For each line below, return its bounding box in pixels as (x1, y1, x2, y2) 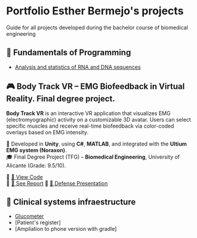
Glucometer (14, 213, 44, 220)
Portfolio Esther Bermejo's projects (6, 4, 184, 18)
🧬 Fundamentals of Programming (6, 48, 131, 58)
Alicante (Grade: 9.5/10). (6, 162, 66, 169)
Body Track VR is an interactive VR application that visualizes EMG (6, 109, 171, 117)
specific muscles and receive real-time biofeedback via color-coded (6, 122, 174, 129)
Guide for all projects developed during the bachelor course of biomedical (6, 24, 188, 31)
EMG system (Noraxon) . (6, 146, 67, 153)
